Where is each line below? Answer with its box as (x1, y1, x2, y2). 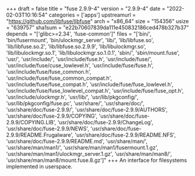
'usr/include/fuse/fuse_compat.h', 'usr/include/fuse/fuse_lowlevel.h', (6, 81, 174, 88)
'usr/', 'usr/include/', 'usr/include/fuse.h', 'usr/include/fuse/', (6, 56, 152, 62)
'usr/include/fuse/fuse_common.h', (6, 68, 92, 75)
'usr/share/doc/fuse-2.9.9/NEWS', (6, 125, 89, 132)
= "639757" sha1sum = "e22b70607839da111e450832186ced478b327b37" (6, 24, 189, 31)
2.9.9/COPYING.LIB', (6, 119, 56, 125)
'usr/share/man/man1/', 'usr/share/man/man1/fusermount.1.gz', (6, 144, 159, 151)
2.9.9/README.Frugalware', (6, 131, 74, 139)
